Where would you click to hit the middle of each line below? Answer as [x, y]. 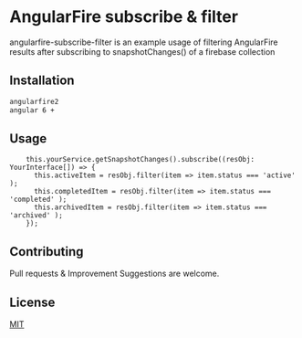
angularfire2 [34, 101]
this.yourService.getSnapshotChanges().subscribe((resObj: [141, 160]
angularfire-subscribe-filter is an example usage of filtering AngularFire [144, 42]
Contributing [47, 252]
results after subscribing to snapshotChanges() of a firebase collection [142, 51]
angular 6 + [32, 110]
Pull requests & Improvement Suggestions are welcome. [115, 274]
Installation [42, 81]
